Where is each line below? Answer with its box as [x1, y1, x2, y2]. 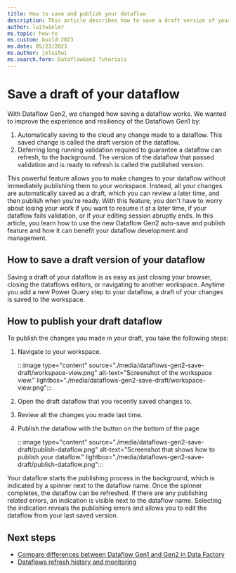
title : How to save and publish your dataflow [7, 10, 146, 18]
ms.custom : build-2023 [7, 37, 74, 44]
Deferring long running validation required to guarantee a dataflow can [17, 145, 223, 154]
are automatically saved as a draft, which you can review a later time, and [7, 189, 220, 197]
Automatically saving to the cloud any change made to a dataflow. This [17, 131, 223, 139]
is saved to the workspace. [7, 295, 86, 303]
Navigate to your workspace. [17, 348, 102, 356]
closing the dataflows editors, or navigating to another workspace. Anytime [7, 280, 225, 289]
